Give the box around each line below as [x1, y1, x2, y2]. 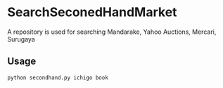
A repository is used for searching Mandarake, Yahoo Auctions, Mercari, [7, 27, 217, 36]
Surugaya [7, 34, 35, 43]
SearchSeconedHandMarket [7, 4, 177, 20]
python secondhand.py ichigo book [7, 74, 109, 81]
